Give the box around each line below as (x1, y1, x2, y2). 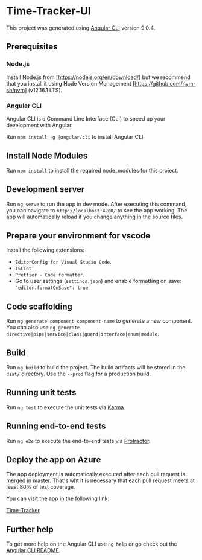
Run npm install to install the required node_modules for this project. (6, 167, 179, 174)
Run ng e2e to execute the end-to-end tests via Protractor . (6, 437, 151, 444)
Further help (6, 524, 54, 535)
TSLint (14, 266, 32, 272)
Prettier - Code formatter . (14, 271, 84, 278)
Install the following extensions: (6, 246, 84, 254)
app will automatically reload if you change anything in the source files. (6, 213, 183, 220)
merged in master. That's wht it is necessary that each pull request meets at (6, 477, 195, 484)
